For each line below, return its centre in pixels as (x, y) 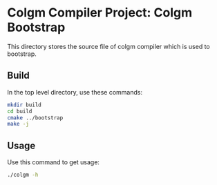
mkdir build (24, 105)
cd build (20, 111)
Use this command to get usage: (54, 162)
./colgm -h (23, 175)
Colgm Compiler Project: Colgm (100, 13)
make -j (18, 124)
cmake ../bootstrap (35, 118)
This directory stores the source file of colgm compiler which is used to (108, 46)
